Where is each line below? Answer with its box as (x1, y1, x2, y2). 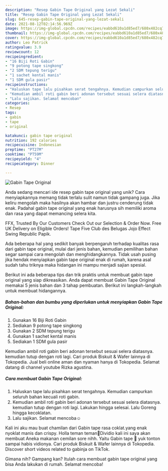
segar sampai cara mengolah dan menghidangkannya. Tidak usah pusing (5, 251, 156, 257)
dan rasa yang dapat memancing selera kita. (5, 210, 96, 216)
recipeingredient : (5, 54, 43, 59)
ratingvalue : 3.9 (5, 45, 41, 50)
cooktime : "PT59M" (5, 152, 43, 157)
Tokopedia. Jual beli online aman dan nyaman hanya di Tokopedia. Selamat (5, 359, 160, 365)
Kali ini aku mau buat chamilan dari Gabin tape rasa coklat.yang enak (5, 425, 147, 431)
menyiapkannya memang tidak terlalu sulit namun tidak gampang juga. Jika (5, 194, 160, 200)
